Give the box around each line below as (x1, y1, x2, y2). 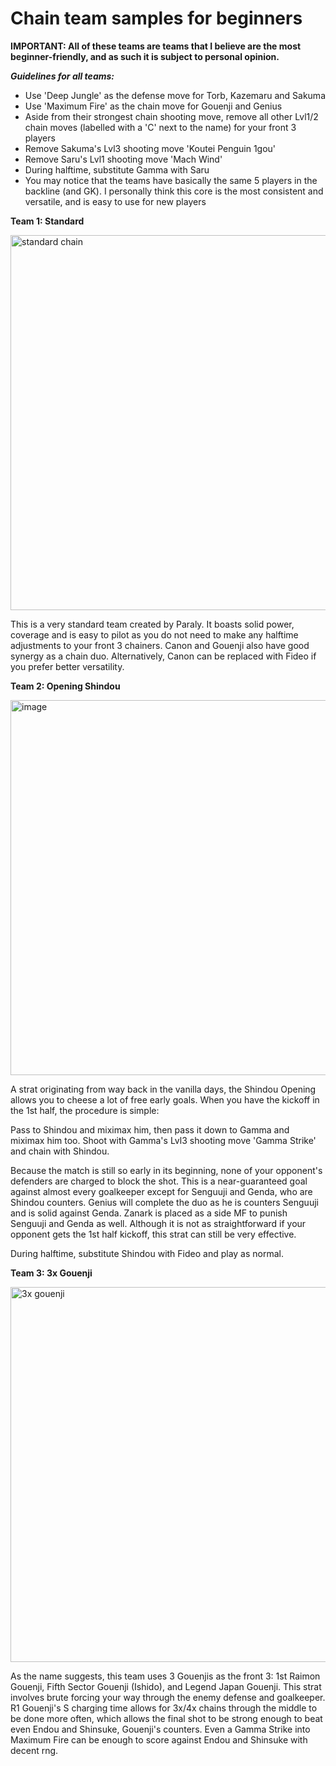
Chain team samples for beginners (10, 7, 303, 30)
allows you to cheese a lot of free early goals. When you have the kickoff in (10, 1093, 320, 1106)
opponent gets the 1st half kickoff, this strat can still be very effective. (10, 1228, 297, 1240)
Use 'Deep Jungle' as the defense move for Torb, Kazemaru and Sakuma (24, 89, 326, 101)
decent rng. (10, 1744, 59, 1756)
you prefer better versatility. (10, 660, 125, 672)
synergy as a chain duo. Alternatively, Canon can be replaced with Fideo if (10, 650, 317, 662)
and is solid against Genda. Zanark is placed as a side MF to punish (10, 1207, 288, 1219)
